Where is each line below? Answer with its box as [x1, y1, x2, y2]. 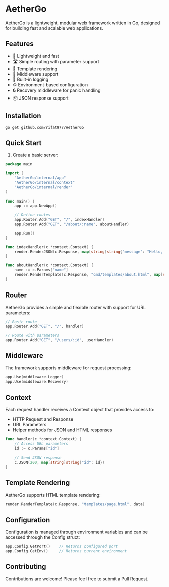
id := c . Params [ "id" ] [14, 446, 59, 451]
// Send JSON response [14, 455, 62, 460]
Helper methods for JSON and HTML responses [12, 427, 112, 433]
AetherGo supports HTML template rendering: [5, 492, 101, 498]
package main [5, 162, 33, 167]
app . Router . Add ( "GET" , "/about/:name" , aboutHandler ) [14, 222, 129, 227]
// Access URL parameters [14, 441, 69, 446]
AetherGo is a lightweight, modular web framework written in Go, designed [5, 20, 160, 26]
